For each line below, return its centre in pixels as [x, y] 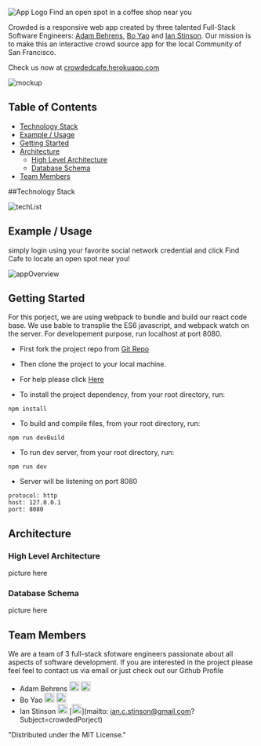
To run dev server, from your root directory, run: [97, 453]
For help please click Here [62, 380]
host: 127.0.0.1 [34, 503]
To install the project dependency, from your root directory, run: [122, 395]
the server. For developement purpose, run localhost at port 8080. [115, 334]
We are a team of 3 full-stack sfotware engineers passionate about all [121, 654]
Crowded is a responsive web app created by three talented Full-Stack [122, 27]
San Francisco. [32, 52]
